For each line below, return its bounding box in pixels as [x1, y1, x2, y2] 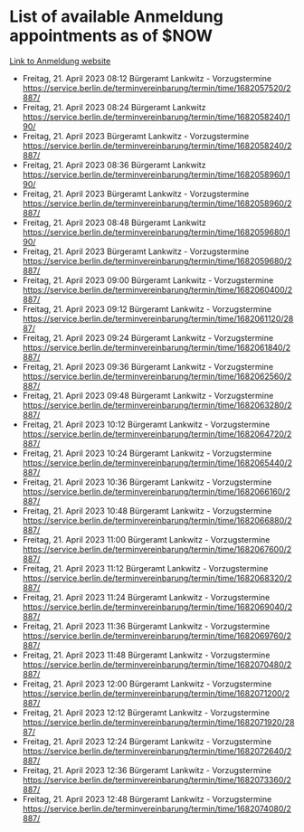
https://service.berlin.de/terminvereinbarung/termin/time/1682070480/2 [22, 658, 292, 670]
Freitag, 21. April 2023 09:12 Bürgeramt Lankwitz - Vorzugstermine [22, 303, 272, 314]
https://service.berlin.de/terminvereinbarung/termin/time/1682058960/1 [22, 169, 291, 180]
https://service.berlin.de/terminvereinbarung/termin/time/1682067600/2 [22, 544, 292, 554]
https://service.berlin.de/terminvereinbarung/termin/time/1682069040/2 [22, 601, 292, 612]
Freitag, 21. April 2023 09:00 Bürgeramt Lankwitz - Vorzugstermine [22, 274, 274, 286]
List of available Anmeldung [9, 6, 223, 27]
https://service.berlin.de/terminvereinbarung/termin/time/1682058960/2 [22, 197, 292, 209]
